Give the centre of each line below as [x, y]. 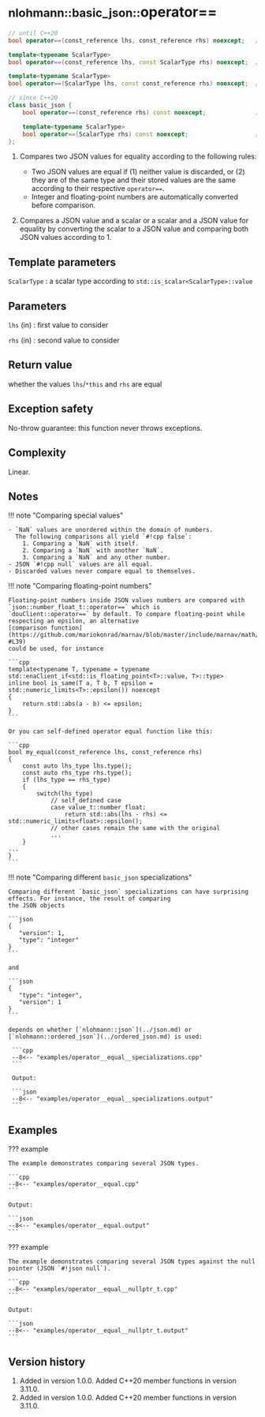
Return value [40, 365]
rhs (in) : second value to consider [64, 340]
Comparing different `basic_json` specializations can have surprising [128, 892]
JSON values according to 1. [65, 237]
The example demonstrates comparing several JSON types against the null [132, 1262]
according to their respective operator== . [98, 189]
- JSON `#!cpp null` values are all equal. [81, 565]
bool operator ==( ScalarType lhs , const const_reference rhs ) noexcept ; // [135, 84]
